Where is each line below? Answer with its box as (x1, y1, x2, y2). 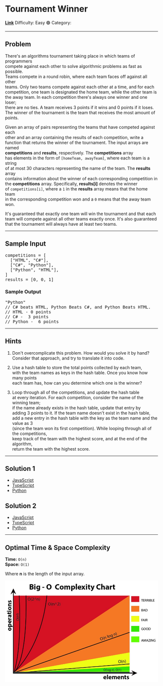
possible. (5, 68, 23, 74)
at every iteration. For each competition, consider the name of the (12, 394, 144, 400)
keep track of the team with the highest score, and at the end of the (12, 436, 147, 441)
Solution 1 (5, 465, 35, 473)
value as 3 (12, 420, 33, 426)
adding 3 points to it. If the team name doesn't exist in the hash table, (12, 410, 151, 416)
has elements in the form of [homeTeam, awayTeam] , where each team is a (5, 155, 150, 161)
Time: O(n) (5, 556, 27, 562)
